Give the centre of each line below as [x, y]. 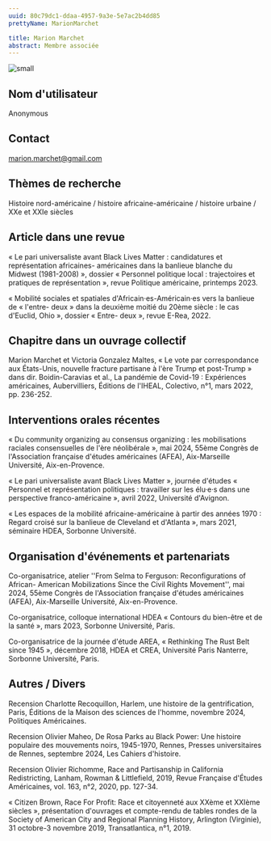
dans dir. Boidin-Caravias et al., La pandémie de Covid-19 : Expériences [127, 378]
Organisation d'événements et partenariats [119, 556]
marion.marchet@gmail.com [55, 158]
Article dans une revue [67, 237]
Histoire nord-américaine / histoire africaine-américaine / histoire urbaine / [132, 203]
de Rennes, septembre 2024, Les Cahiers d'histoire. [95, 754]
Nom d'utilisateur [53, 94]
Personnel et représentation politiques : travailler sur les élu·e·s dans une [129, 489]
